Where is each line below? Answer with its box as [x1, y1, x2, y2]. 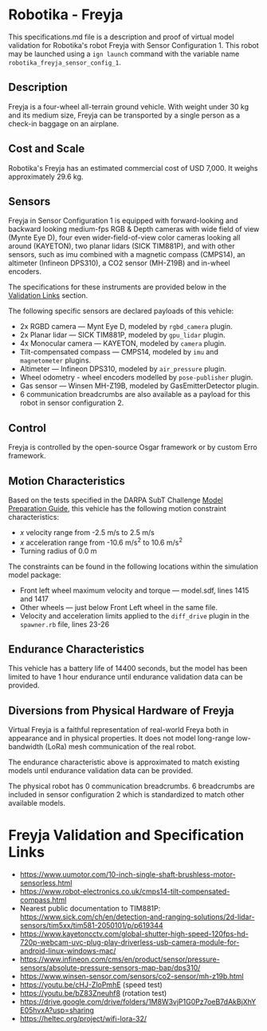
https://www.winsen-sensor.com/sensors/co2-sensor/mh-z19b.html [19, 972, 245, 981]
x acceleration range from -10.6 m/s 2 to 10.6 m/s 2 [19, 537, 183, 547]
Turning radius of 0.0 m [19, 545, 97, 556]
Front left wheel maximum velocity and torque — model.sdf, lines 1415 [19, 585, 249, 595]
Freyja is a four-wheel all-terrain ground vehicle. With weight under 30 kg [8, 101, 249, 111]
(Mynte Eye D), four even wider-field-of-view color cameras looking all [8, 233, 241, 243]
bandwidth [8, 742, 44, 751]
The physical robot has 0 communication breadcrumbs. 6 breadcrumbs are [8, 781, 255, 791]
